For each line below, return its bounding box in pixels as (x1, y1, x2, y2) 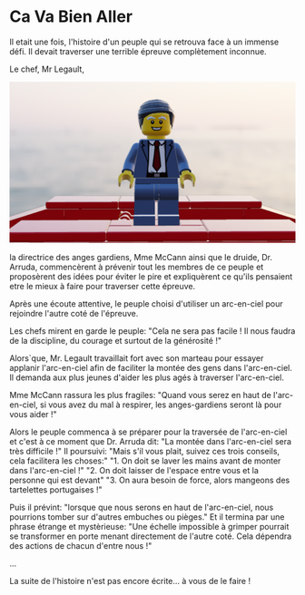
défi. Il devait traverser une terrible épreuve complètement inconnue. (9, 45, 267, 56)
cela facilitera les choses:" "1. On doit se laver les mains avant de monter (9, 455, 281, 466)
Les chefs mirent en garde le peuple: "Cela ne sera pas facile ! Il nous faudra (9, 325, 296, 337)
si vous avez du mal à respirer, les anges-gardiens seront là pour (39, 399, 282, 410)
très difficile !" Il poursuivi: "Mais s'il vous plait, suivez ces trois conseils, (9, 445, 280, 456)
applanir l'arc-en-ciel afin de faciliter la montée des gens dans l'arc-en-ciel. (9, 362, 292, 373)
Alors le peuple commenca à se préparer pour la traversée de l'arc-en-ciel (9, 426, 288, 437)
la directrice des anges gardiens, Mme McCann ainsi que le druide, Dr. (9, 251, 272, 262)
